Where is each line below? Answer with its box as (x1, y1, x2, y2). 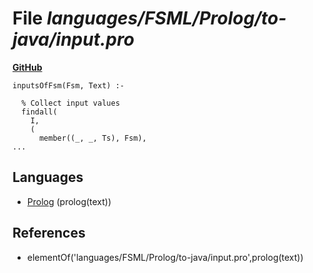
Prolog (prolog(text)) (26, 195, 112, 207)
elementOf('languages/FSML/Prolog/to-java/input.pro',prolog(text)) (26, 251, 304, 263)
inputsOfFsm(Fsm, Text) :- (12, 80, 125, 91)
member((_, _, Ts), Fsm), (38, 133, 147, 143)
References (12, 225, 86, 242)
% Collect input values (21, 98, 120, 108)
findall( (21, 107, 58, 117)
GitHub (12, 61, 43, 73)
